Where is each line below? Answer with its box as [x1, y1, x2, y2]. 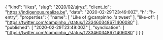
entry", [5, 14, 19, 20]
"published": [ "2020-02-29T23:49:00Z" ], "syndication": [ [5, 25, 125, 30]
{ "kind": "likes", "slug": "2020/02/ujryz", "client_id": [5, 4, 111, 10]
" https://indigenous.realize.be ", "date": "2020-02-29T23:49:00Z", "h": [5, 9, 148, 15]
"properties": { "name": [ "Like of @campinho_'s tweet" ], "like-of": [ [19, 14, 159, 20]
